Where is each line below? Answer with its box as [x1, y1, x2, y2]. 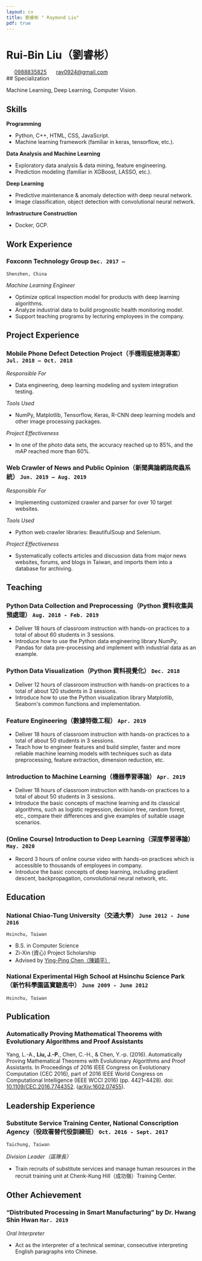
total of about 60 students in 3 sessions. [14, 631, 116, 638]
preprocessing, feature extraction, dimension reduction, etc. [14, 756, 165, 764]
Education [6, 892, 46, 902]
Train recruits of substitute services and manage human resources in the [14, 1165, 196, 1173]
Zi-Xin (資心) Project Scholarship [14, 949, 96, 957]
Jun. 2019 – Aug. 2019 [20, 474, 87, 481]
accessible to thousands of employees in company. [14, 862, 143, 869]
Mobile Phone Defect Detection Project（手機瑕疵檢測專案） [6, 349, 185, 358]
